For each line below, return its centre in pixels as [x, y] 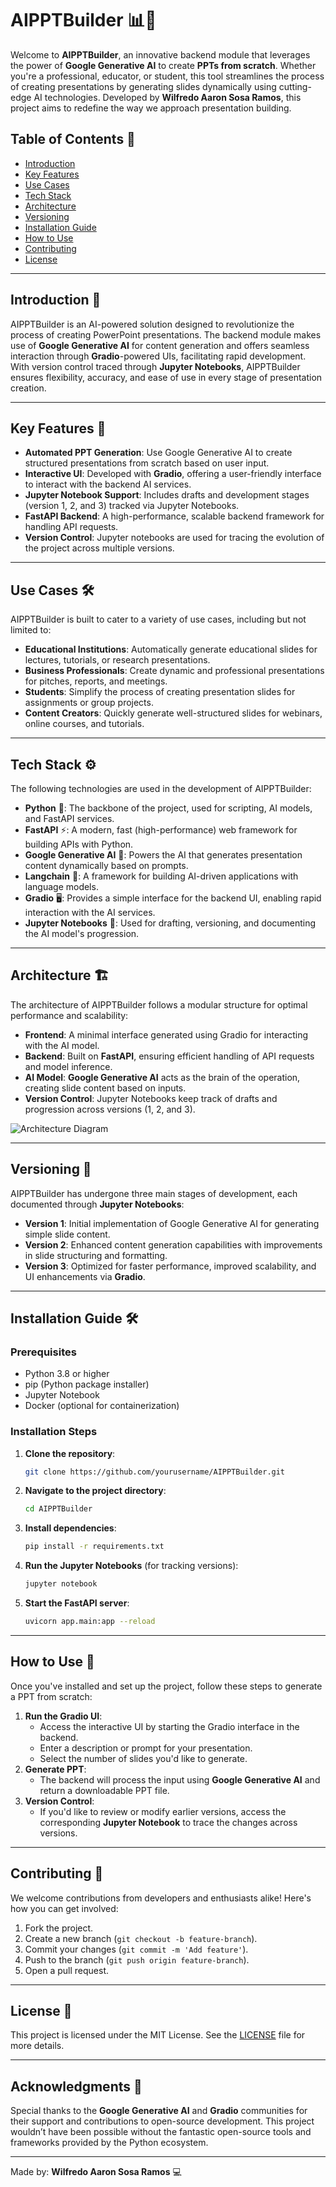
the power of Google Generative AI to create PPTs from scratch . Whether [163, 65]
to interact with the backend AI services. [108, 484]
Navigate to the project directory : [95, 1491]
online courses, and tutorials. [84, 724]
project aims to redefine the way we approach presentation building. [151, 108]
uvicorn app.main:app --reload [90, 1622]
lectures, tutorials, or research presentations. [117, 660]
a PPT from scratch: [51, 1696]
